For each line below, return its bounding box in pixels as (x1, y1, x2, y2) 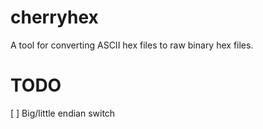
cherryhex (10, 6, 99, 29)
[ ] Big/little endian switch (10, 107, 116, 119)
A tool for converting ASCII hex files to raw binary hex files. (10, 39, 254, 51)
